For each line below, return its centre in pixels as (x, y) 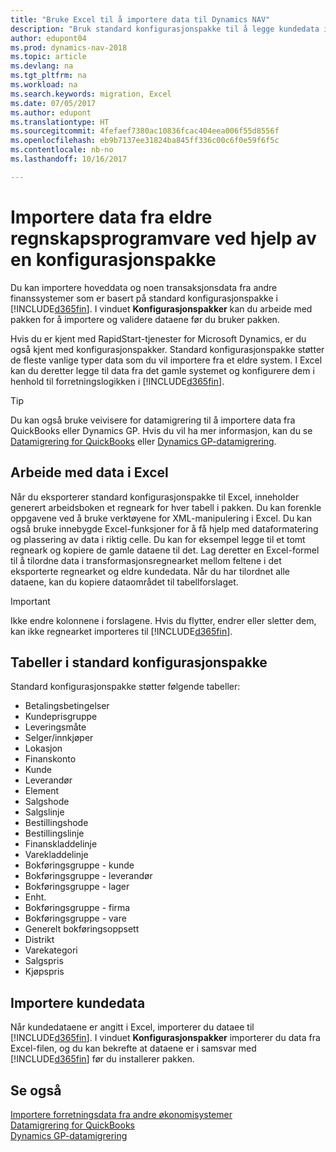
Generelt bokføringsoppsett (82, 929)
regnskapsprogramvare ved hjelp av (163, 238)
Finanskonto (50, 759)
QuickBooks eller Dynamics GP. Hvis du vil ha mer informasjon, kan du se (161, 430)
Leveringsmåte (55, 727)
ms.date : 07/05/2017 (53, 103)
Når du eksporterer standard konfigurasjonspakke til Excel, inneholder (155, 497)
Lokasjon (43, 748)
